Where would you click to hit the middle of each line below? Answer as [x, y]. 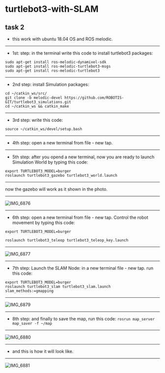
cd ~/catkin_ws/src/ [26, 93]
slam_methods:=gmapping [29, 291]
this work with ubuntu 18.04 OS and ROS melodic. [62, 39]
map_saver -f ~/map [32, 323]
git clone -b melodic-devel [34, 98]
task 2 [15, 27]
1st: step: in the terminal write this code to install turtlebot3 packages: [82, 53]
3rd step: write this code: [38, 120]
